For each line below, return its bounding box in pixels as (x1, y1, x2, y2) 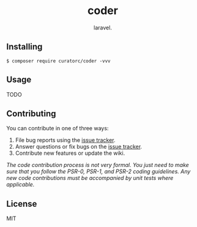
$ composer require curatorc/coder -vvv (6, 58, 111, 64)
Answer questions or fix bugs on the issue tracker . (15, 143, 143, 151)
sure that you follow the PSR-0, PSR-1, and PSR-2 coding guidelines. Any (6, 168, 191, 175)
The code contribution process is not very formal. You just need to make (6, 162, 190, 169)
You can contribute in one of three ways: (6, 125, 109, 132)
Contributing (6, 108, 56, 119)
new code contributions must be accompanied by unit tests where (6, 174, 174, 182)
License (6, 198, 37, 209)
